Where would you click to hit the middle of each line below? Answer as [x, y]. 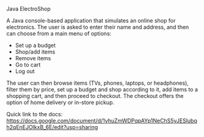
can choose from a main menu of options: [59, 33]
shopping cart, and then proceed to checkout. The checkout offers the [95, 96]
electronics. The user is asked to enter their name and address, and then [98, 27]
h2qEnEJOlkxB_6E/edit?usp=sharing [52, 127]
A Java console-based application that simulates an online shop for [91, 20]
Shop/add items [35, 52]
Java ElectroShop [28, 9]
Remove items [33, 58]
